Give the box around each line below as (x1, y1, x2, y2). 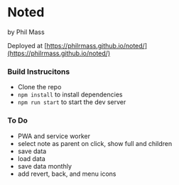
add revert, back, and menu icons (17, 169, 116, 178)
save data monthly (17, 162, 72, 170)
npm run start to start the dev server (17, 98, 126, 106)
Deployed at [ (7, 41, 48, 50)
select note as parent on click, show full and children (17, 139, 173, 147)
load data (17, 154, 46, 163)
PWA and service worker (17, 132, 91, 140)
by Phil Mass (7, 28, 45, 36)
